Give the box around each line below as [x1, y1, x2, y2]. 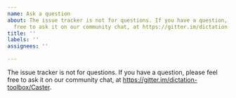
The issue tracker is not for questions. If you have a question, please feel [7, 68, 218, 76]
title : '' [7, 29, 37, 37]
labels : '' [7, 36, 39, 43]
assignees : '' [7, 43, 49, 50]
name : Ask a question [7, 10, 71, 17]
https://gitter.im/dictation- [122, 76, 198, 84]
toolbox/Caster [7, 83, 51, 91]
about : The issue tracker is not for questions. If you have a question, [7, 17, 228, 24]
